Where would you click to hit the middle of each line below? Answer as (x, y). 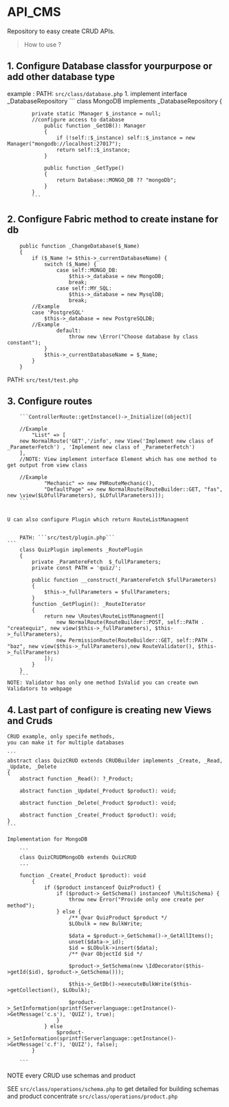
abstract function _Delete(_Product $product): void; (98, 803)
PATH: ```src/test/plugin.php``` (67, 538)
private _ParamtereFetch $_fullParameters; (97, 562)
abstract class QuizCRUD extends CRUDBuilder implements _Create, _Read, (115, 761)
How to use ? (43, 44)
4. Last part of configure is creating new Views (109, 710)
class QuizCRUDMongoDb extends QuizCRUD (78, 858)
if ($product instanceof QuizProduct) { (102, 888)
